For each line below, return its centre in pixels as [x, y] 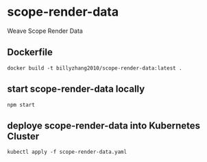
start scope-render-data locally [76, 89]
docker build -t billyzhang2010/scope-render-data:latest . [95, 68]
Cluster [23, 136]
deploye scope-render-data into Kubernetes [104, 125]
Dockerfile [30, 52]
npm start [21, 105]
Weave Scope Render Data [45, 31]
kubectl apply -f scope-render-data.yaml [67, 152]
